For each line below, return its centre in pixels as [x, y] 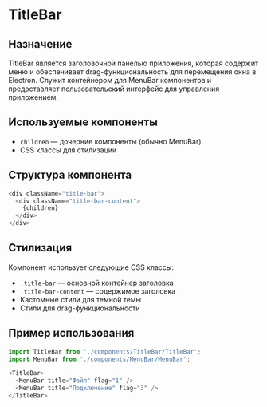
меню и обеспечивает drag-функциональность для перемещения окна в [132, 72]
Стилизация [40, 248]
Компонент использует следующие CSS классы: [91, 267]
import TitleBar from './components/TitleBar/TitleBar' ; [105, 352]
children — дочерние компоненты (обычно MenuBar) [110, 141]
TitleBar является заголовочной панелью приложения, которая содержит [133, 63]
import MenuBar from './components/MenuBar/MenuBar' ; [100, 359]
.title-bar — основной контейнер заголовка [96, 283]
